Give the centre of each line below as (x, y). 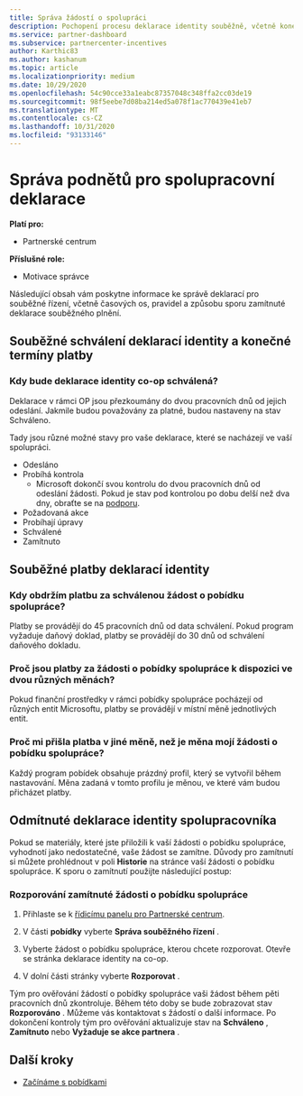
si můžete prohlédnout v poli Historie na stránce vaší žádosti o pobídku (142, 861)
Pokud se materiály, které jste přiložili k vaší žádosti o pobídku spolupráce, (148, 842)
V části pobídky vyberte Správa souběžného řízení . (120, 931)
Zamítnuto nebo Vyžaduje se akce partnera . (95, 1032)
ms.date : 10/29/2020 (48, 85)
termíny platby (51, 356)
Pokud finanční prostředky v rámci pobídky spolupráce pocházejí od (136, 699)
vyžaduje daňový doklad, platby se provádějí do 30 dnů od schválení (137, 636)
